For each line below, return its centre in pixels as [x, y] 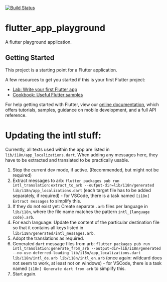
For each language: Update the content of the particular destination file [86, 222]
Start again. [24, 273]
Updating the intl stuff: [53, 135]
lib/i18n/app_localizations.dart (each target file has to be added [82, 190]
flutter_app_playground [55, 28]
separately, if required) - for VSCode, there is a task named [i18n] [81, 196]
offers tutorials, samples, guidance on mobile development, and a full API [81, 110]
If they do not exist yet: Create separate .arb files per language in [80, 206]
